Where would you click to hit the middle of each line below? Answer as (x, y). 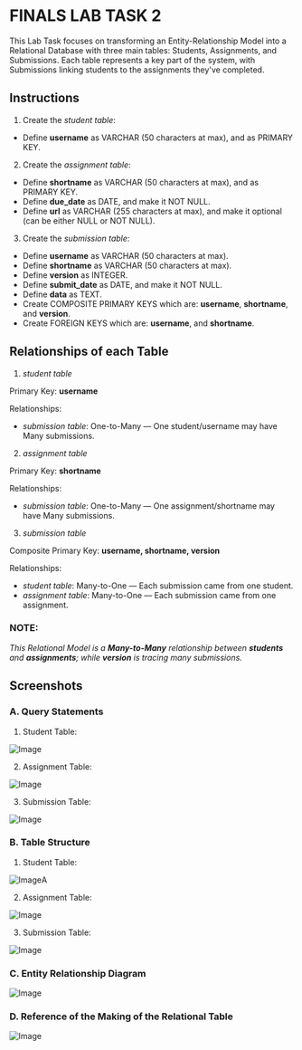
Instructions (44, 98)
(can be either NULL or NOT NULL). (89, 220)
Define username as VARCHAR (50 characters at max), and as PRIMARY (158, 138)
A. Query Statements (57, 711)
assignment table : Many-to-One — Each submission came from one (149, 595)
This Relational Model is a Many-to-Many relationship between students (146, 647)
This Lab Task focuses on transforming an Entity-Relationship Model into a (148, 41)
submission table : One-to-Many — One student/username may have (150, 425)
